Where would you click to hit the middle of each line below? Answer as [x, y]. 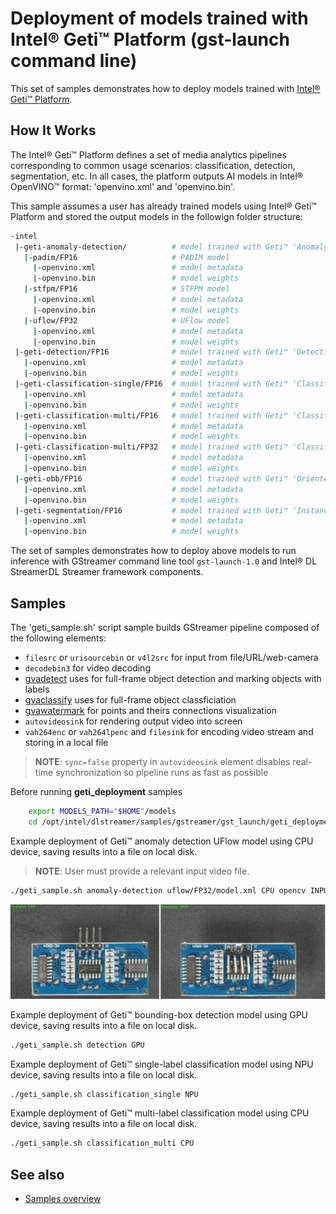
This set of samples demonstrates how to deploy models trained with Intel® [165, 88]
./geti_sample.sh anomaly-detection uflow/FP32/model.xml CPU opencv [158, 890]
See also [37, 1174]
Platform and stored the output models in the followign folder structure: [156, 216]
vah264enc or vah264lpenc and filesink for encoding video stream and [169, 731]
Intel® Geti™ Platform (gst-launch [150, 39]
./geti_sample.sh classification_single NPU [104, 1094]
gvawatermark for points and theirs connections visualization [150, 710]
